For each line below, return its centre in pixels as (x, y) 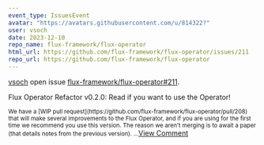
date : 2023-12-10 (37, 37)
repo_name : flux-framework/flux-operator (77, 45)
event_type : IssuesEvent (49, 15)
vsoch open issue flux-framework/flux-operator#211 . (94, 82)
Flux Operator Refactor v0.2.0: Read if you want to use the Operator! (119, 97)
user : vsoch (28, 30)
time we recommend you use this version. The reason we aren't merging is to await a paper (132, 125)
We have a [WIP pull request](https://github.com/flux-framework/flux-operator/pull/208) (128, 111)
